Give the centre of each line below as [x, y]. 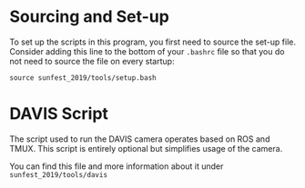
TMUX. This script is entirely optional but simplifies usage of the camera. [146, 148]
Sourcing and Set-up [90, 17]
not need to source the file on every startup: [92, 61]
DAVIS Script [59, 114]
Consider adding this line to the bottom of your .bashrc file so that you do [147, 51]
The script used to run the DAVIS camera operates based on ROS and [140, 139]
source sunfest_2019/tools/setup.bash [83, 78]
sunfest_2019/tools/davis [58, 174]
